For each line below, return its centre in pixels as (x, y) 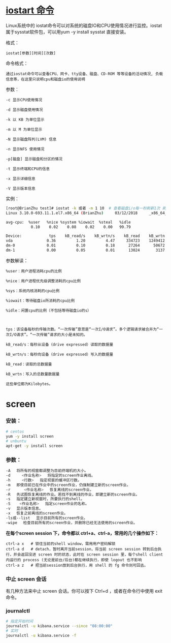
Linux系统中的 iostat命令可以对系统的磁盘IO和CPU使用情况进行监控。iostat (84, 25)
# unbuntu (16, 441)
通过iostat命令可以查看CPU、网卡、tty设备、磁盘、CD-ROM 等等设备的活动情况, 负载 (84, 74)
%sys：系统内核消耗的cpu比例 (33, 291)
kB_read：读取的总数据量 (29, 364)
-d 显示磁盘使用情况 (24, 110)
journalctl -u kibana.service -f (41, 635)
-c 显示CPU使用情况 (24, 100)
